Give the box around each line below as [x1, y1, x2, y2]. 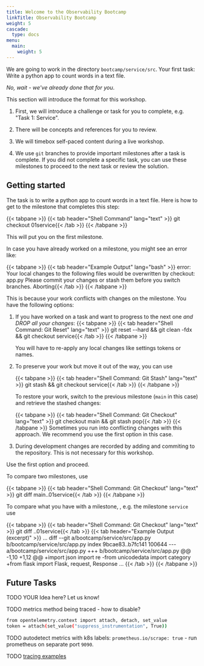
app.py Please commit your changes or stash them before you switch [6, 276, 181, 284]
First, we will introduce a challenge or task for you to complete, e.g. [15, 108, 185, 115]
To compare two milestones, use [6, 472, 88, 480]
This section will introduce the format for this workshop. [6, 95, 147, 103]
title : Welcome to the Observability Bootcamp [6, 9, 127, 15]
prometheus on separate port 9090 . [6, 641, 94, 648]
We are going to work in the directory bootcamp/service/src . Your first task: [6, 65, 195, 73]
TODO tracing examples [6, 653, 67, 660]
